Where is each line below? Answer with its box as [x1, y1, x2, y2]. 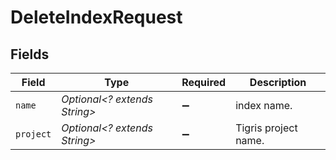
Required [181, 76, 227, 89]
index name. [235, 99, 293, 112]
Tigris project [235, 121, 298, 135]
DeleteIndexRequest [10, 6, 183, 29]
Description [249, 76, 307, 89]
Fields [10, 46, 50, 63]
